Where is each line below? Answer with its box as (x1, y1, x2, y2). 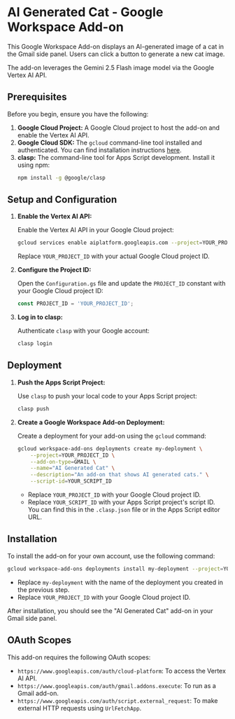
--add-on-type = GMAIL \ (30, 458, 97, 465)
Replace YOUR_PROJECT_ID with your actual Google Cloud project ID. (17, 252, 210, 260)
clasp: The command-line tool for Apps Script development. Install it (17, 153, 215, 161)
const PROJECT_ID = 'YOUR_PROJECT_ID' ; (17, 300, 134, 307)
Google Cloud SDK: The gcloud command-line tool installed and (17, 138, 203, 147)
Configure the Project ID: (17, 266, 92, 274)
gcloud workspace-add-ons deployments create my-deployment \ (17, 445, 203, 452)
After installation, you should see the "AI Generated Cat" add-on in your (7, 606, 213, 614)
